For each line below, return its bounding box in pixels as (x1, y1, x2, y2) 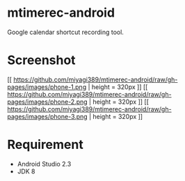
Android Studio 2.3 (17, 159, 72, 168)
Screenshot (7, 52, 76, 68)
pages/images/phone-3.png (7, 112, 88, 120)
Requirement (7, 137, 83, 152)
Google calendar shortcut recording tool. (7, 28, 124, 36)
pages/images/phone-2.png (7, 97, 88, 106)
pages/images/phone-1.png (7, 82, 87, 91)
